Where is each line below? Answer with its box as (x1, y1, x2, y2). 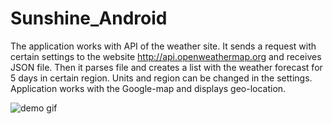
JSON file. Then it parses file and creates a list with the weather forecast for (10, 61, 323, 73)
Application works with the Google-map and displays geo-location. (10, 82, 287, 94)
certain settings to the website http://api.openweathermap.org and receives (10, 50, 322, 62)
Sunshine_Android (10, 7, 168, 30)
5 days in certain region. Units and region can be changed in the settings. (10, 72, 313, 84)
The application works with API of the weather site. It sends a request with (10, 40, 317, 52)
